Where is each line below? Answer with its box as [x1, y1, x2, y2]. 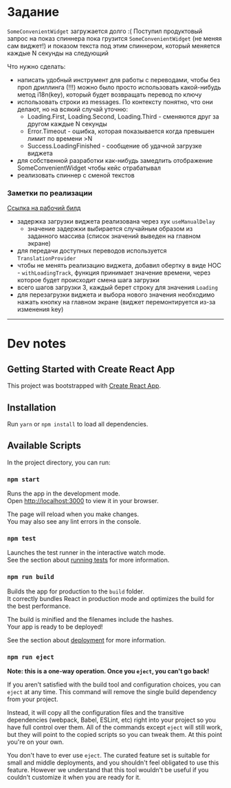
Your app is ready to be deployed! [7, 622, 103, 631]
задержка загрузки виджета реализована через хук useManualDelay [16, 217, 215, 226]
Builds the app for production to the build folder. [7, 587, 145, 595]
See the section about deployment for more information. [7, 636, 166, 644]
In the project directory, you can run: [7, 458, 111, 466]
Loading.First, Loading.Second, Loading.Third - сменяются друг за [27, 112, 219, 121]
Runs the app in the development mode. [7, 489, 120, 498]
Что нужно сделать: [7, 62, 66, 70]
